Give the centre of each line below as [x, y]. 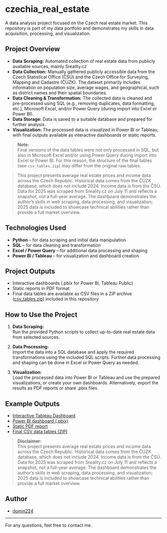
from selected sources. [36, 337]
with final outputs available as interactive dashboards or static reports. [84, 135]
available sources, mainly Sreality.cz [49, 66]
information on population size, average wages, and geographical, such [86, 87]
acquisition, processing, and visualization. [48, 33]
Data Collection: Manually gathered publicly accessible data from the [83, 72]
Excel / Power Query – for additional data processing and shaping [80, 250]
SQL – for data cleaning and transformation [56, 245]
